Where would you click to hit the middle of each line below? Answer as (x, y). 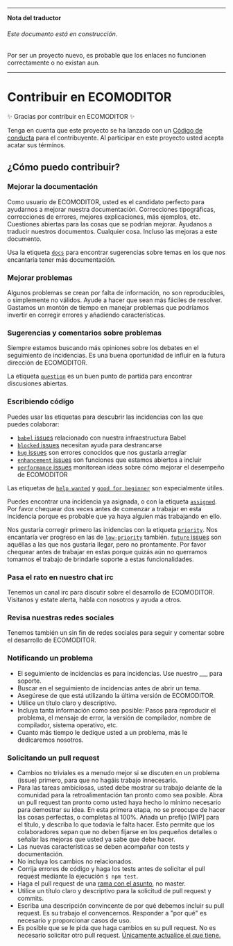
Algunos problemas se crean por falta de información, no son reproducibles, (116, 293)
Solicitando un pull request (53, 758)
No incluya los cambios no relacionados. (75, 861)
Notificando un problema (50, 658)
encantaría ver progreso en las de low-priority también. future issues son (114, 537)
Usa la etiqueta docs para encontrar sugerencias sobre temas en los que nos (116, 252)
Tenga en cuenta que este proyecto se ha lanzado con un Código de (105, 131)
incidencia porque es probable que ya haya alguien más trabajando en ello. (114, 516)
